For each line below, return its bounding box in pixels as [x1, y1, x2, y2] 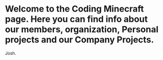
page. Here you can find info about [5, 14, 148, 25]
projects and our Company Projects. [5, 34, 154, 45]
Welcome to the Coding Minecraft [5, 3, 144, 15]
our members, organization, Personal [5, 24, 159, 35]
